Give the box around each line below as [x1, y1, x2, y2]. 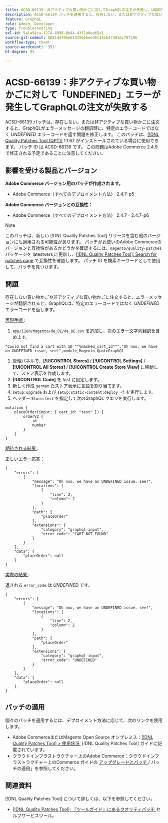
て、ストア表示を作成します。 [12, 370, 73, 376]
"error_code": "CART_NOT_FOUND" [40, 532, 108, 537]
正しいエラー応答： [5, 456, 45, 462]
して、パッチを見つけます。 [5, 264, 61, 270]
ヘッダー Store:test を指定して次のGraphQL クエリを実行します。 [12, 395, 149, 401]
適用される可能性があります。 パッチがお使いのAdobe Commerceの [22, 239, 162, 245]
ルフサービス [12, 813, 39, 819]
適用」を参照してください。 [21, 765, 78, 771]
